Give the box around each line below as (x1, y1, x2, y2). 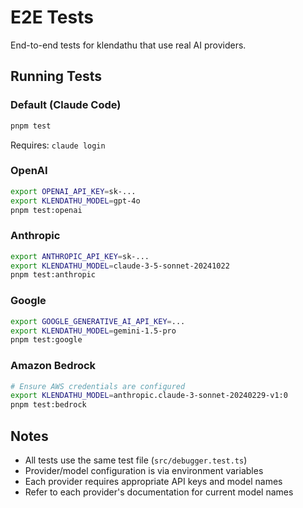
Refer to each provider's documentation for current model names (24, 486, 294, 498)
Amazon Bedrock (10, 359, 97, 373)
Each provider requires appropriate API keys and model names (24, 476, 283, 487)
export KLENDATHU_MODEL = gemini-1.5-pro (10, 326, 177, 336)
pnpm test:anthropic (10, 270, 97, 280)
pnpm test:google (10, 335, 83, 345)
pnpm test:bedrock (10, 400, 87, 410)
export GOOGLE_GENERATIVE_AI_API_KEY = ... (10, 316, 186, 326)
